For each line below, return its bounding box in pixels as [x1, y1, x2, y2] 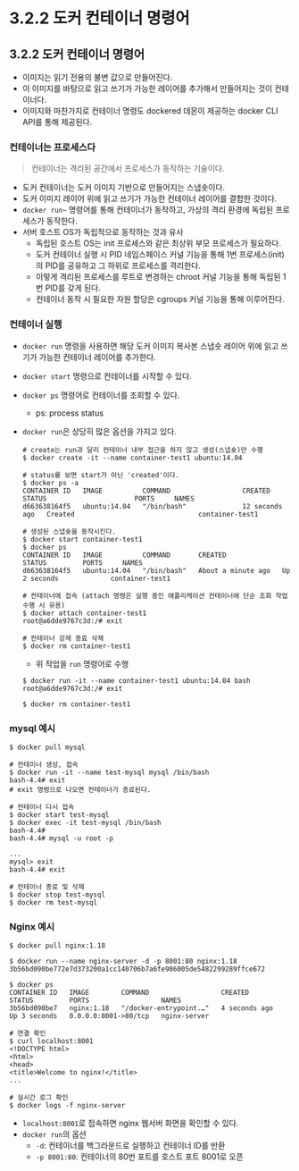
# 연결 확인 [9, 1029, 46, 1038]
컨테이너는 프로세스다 [9, 140, 96, 153]
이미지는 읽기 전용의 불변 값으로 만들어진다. [21, 72, 173, 82]
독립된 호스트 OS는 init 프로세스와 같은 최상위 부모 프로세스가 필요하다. [35, 238, 282, 249]
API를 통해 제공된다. [21, 117, 93, 127]
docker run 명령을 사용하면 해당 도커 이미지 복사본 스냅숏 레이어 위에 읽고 [21, 341, 279, 351]
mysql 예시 [9, 721, 56, 734]
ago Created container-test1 [21, 510, 259, 518]
